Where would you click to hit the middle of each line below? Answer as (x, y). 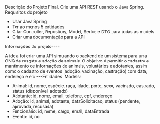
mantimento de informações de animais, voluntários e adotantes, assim (76, 66)
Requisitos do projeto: (27, 12)
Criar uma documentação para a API (48, 37)
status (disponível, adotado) (40, 91)
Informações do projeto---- (32, 46)
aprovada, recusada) (33, 106)
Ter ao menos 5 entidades (38, 27)
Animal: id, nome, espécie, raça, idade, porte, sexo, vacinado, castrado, (84, 86)
